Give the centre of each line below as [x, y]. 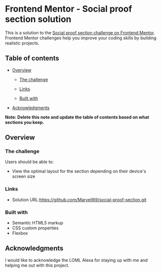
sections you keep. [25, 122]
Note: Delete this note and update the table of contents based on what [77, 117]
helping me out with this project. [37, 265]
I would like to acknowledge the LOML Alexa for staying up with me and [76, 260]
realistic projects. [22, 43]
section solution [38, 19]
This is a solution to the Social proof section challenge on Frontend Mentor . [80, 33]
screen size [24, 176]
